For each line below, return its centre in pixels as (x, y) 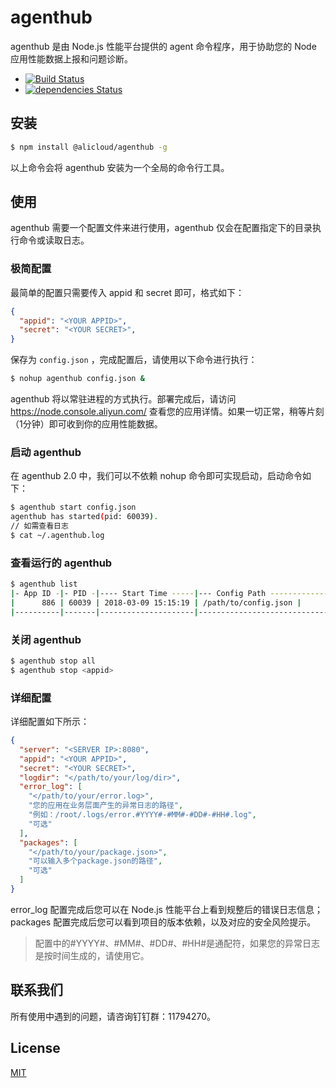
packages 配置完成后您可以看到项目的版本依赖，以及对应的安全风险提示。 (163, 922)
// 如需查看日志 (39, 526)
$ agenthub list (44, 584)
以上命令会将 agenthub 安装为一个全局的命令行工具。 (120, 167)
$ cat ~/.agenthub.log (57, 536)
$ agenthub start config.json (73, 507)
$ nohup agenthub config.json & (77, 379)
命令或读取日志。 (54, 240)
